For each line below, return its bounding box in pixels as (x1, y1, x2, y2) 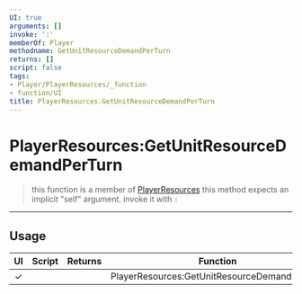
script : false (9, 64, 63, 73)
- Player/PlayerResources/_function (9, 80, 147, 89)
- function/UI (9, 88, 63, 97)
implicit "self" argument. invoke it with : (31, 194, 179, 205)
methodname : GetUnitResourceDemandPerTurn (9, 47, 171, 56)
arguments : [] (9, 22, 63, 31)
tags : (9, 72, 30, 81)
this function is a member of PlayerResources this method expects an (31, 184, 289, 195)
